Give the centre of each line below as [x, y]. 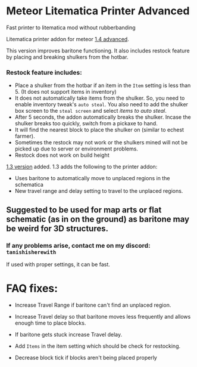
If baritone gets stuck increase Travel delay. [68, 334]
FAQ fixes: [32, 289]
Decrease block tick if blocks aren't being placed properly [86, 357]
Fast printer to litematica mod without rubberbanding [71, 27]
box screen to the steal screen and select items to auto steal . [90, 111]
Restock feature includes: [44, 72]
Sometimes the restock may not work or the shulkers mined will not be [101, 143]
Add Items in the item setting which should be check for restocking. [98, 346]
